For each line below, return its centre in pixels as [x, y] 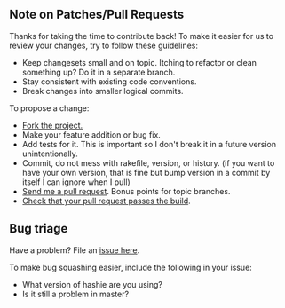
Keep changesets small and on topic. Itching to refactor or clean [139, 62]
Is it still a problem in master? [75, 294]
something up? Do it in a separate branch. [99, 72]
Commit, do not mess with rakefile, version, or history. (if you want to [148, 162]
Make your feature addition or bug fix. [91, 134]
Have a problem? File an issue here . [75, 250]
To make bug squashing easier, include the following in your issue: [131, 267]
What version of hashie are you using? [92, 284]
